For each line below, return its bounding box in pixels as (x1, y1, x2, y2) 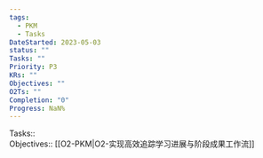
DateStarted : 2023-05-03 (9, 37, 101, 47)
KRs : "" (9, 71, 38, 80)
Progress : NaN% (9, 104, 66, 113)
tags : (9, 12, 29, 22)
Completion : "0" (9, 95, 69, 105)
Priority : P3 (9, 63, 58, 72)
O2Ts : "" (9, 87, 42, 96)
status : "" (9, 46, 50, 55)
